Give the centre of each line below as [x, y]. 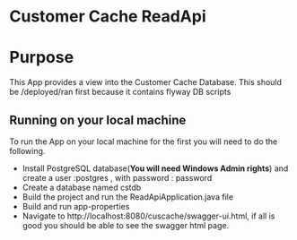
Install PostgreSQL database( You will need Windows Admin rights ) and [155, 168]
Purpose [42, 58]
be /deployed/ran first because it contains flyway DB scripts [120, 92]
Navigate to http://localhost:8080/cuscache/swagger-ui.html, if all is [148, 216]
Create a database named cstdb [82, 187]
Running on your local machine [98, 120]
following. [27, 150]
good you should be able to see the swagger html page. [126, 225]
